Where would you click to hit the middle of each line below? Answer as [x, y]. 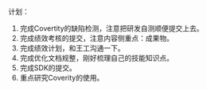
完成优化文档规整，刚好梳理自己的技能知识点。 [96, 58]
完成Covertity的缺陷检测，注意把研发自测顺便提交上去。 [112, 28]
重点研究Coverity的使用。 [62, 78]
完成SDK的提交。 [48, 68]
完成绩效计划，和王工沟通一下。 [72, 48]
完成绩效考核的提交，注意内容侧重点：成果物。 [96, 38]
